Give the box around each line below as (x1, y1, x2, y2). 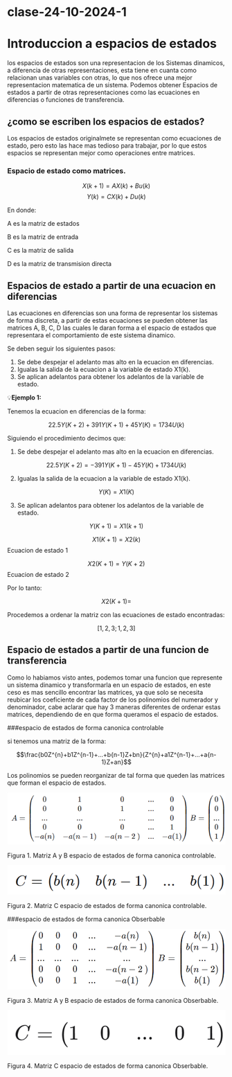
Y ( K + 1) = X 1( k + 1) (89, 522, 144, 531)
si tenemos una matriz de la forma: (7, 737, 106, 745)
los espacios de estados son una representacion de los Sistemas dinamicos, (7, 59, 225, 67)
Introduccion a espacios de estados (7, 36, 217, 52)
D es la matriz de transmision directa (7, 260, 112, 268)
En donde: (7, 206, 37, 215)
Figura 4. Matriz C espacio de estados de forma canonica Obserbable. (7, 1061, 208, 1070)
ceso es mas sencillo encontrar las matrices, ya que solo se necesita (7, 688, 204, 696)
